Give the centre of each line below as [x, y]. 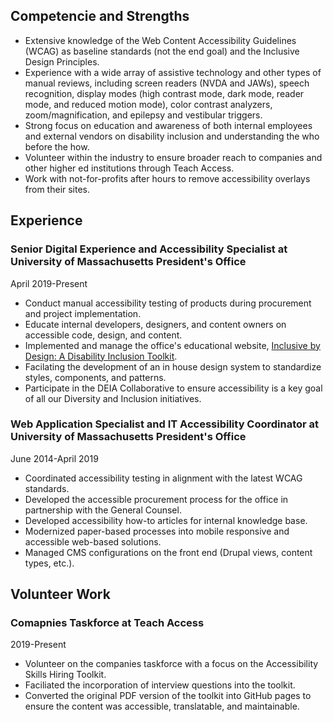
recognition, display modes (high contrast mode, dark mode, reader [164, 93]
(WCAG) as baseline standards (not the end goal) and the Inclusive [162, 51]
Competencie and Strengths [100, 16]
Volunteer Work [60, 594]
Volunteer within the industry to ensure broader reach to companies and [173, 157]
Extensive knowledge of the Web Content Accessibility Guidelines [160, 40]
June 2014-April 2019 [54, 458]
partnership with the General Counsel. [103, 510]
